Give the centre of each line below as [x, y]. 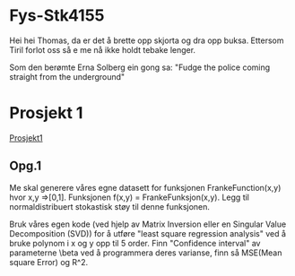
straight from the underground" [67, 76]
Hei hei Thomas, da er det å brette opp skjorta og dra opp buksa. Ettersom [147, 40]
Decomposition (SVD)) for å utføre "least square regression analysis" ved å [148, 233]
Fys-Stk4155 [57, 16]
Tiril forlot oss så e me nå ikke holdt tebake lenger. [102, 49]
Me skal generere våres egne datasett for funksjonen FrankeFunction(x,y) [145, 187]
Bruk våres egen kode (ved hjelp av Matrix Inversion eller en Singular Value [148, 224]
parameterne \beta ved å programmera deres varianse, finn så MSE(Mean [146, 253]
